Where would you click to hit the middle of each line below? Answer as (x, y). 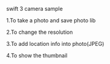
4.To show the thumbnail (37, 56)
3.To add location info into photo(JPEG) (55, 44)
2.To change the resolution (40, 32)
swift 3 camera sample (35, 9)
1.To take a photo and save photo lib (51, 20)
